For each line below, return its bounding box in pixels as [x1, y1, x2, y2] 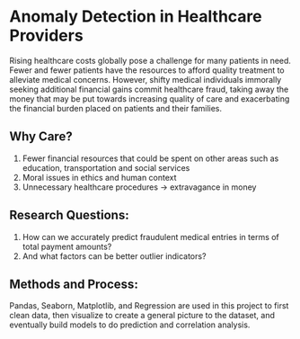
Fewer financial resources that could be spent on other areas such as [22, 153, 279, 164]
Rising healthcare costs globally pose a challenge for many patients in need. [9, 55, 292, 66]
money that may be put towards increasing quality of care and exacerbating [9, 93, 290, 104]
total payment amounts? [22, 241, 112, 252]
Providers [9, 25, 84, 46]
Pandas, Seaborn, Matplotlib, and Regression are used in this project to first [9, 300, 289, 311]
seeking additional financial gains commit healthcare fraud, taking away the [9, 84, 289, 94]
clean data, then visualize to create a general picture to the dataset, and [9, 310, 276, 321]
